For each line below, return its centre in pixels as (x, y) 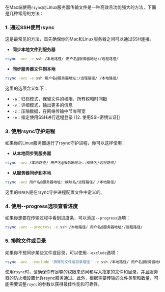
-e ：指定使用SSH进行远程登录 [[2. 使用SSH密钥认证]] (66, 117)
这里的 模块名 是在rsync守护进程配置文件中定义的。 (55, 192)
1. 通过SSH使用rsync (30, 27)
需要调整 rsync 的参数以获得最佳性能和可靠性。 (55, 284)
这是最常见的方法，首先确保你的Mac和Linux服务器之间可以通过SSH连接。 (80, 39)
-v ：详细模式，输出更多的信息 (42, 105)
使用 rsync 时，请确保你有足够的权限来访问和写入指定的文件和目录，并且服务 (82, 272)
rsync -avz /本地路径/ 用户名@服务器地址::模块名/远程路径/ (61, 163)
